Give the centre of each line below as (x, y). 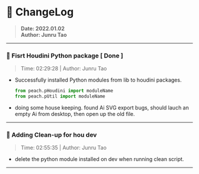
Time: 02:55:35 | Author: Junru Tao (63, 148)
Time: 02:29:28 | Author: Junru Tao (64, 69)
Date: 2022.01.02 (43, 28)
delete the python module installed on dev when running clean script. (99, 159)
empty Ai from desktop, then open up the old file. (75, 114)
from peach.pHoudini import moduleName (64, 91)
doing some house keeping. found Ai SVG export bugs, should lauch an (102, 107)
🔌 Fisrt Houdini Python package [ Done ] (65, 56)
